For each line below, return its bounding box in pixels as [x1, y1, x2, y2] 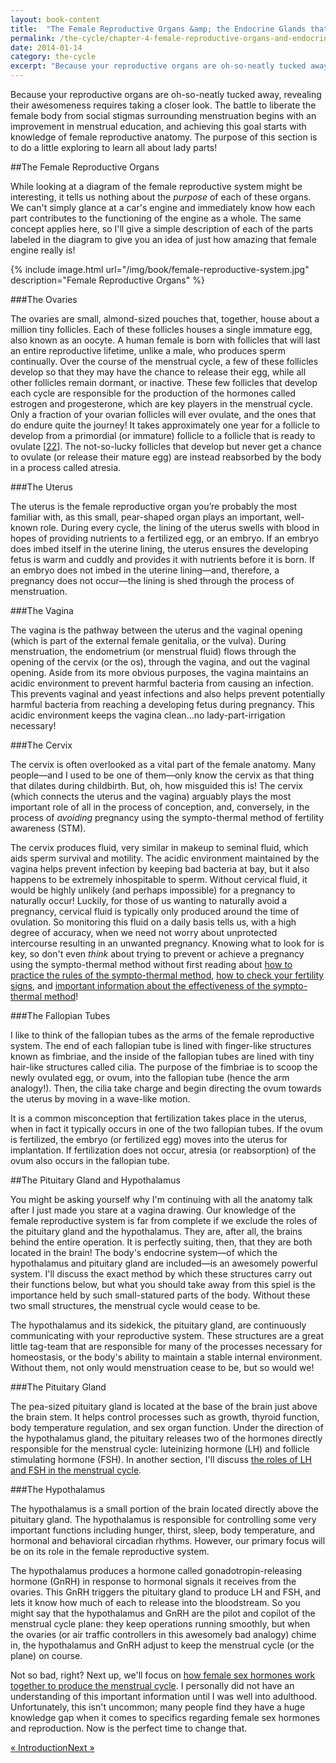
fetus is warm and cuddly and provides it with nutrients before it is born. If [10, 554, 315, 565]
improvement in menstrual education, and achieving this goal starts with [10, 121, 307, 132]
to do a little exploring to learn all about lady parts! [10, 142, 218, 153]
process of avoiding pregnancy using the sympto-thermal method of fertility [10, 812, 325, 823]
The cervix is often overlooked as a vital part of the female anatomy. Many [10, 759, 317, 770]
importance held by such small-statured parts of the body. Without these [10, 1289, 311, 1301]
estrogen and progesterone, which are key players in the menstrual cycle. [10, 398, 313, 410]
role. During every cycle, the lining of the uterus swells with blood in [39, 522, 320, 533]
